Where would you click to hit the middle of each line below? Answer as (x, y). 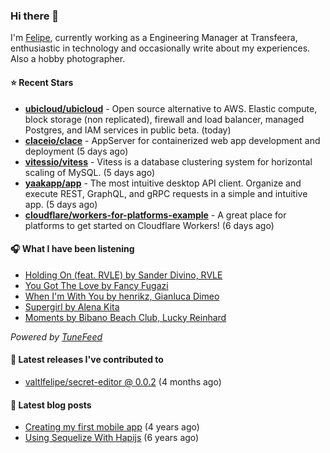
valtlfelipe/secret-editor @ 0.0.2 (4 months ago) (123, 381)
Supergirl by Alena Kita (72, 306)
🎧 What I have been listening (72, 249)
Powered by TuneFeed (56, 336)
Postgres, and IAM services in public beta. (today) (128, 130)
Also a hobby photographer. (68, 59)
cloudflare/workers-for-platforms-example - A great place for (155, 215)
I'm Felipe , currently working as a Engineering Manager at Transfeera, (154, 38)
